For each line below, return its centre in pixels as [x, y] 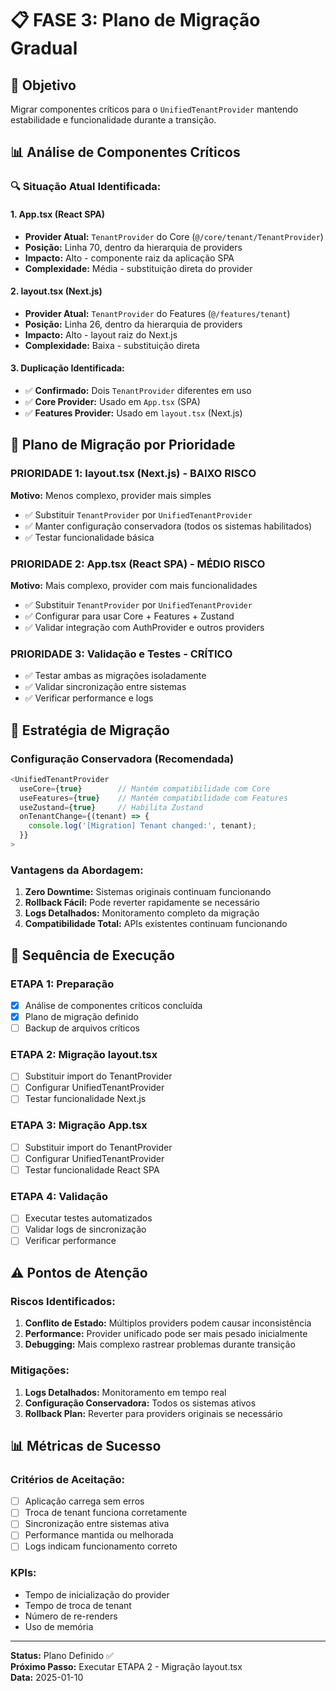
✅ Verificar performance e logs [89, 698]
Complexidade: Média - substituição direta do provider [138, 268]
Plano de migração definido [81, 1016]
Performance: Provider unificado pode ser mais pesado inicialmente [166, 1334]
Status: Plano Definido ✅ [62, 1655]
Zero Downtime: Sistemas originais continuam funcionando [148, 892]
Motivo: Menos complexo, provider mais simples [111, 495]
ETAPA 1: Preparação [62, 984]
